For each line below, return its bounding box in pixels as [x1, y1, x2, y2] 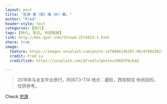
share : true [5, 40, 30, 45]
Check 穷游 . [5, 94, 31, 100]
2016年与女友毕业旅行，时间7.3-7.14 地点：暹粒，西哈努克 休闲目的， [17, 77, 158, 83]
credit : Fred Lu [9, 53, 43, 59]
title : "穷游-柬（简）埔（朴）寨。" [5, 12, 72, 17]
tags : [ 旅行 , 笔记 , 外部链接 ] [5, 30, 62, 35]
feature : [9, 49, 28, 54]
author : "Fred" [5, 16, 37, 21]
